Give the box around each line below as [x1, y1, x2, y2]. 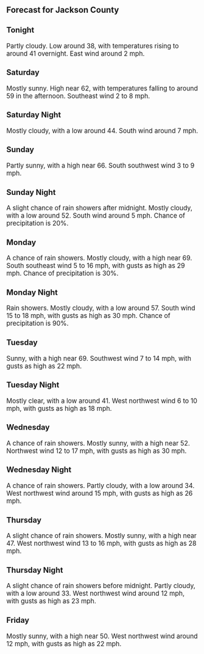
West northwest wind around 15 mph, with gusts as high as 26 [6, 489, 193, 498]
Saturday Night [6, 110, 62, 120]
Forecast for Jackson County [6, 5, 119, 15]
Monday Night [6, 287, 58, 297]
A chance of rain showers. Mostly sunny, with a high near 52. [6, 439, 190, 447]
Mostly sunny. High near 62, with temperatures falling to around [6, 84, 199, 92]
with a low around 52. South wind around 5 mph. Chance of [6, 211, 186, 220]
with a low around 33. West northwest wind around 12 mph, [6, 589, 185, 598]
